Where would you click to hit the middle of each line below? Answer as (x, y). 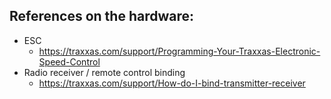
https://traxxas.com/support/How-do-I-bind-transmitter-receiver (172, 83)
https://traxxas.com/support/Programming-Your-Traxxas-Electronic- (179, 51)
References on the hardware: (102, 16)
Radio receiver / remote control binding (104, 72)
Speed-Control (69, 61)
